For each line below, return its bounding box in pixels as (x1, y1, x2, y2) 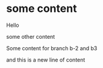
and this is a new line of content (6, 56, 86, 63)
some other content (6, 33, 55, 40)
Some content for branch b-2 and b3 (6, 44, 98, 52)
